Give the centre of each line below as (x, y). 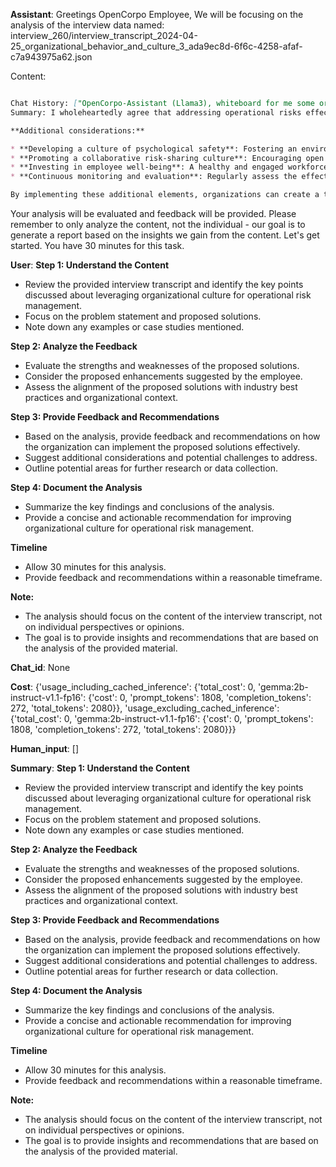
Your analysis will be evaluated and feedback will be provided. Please (153, 213)
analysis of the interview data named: (87, 25)
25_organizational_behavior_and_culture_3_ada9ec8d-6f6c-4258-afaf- (156, 46)
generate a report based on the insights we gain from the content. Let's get (165, 235)
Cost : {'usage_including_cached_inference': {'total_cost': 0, (133, 687)
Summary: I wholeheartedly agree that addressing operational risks (156, 112)
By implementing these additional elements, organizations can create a (165, 195)
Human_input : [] (45, 748)
